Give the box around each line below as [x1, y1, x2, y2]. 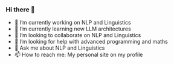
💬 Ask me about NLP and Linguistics [14, 44, 105, 51]
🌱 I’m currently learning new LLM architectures [14, 25, 131, 32]
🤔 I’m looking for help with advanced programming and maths [14, 38, 169, 45]
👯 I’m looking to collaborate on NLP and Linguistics [14, 32, 141, 39]
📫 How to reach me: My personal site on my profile [14, 51, 143, 59]
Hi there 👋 [5, 5, 36, 14]
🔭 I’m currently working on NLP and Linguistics [14, 19, 131, 26]
